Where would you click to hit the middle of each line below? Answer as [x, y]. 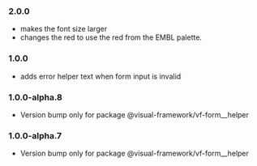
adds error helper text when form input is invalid [101, 76]
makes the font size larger [64, 29]
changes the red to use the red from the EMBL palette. [111, 37]
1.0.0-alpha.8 [35, 97]
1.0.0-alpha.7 [35, 135]
